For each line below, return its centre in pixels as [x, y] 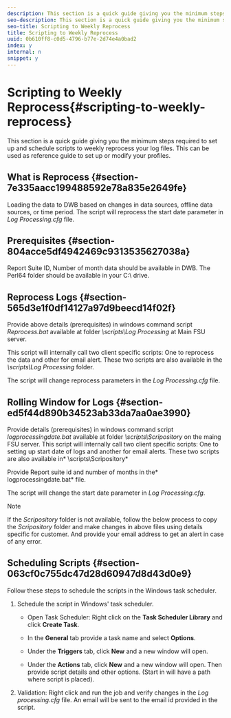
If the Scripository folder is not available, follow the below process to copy [112, 519]
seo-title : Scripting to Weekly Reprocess [69, 26]
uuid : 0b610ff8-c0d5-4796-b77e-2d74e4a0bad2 [72, 39]
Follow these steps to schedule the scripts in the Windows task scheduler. [112, 591]
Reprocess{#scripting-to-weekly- [107, 107]
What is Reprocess [48, 177]
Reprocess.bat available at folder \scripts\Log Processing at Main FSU [106, 332]
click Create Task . [53, 624]
